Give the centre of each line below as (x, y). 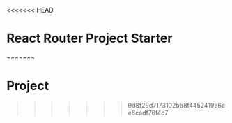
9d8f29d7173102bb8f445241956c (177, 105)
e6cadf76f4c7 (148, 113)
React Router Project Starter (90, 38)
